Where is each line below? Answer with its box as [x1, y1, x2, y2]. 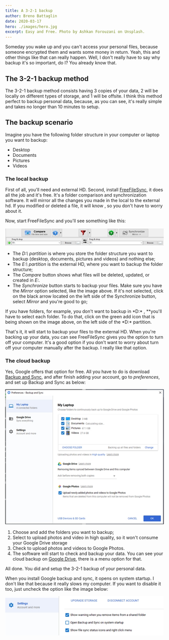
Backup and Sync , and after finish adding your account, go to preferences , [5, 374, 160, 380]
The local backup [5, 175, 49, 182]
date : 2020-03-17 [5, 19, 42, 24]
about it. [5, 208, 23, 214]
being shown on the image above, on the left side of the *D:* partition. [5, 319, 152, 325]
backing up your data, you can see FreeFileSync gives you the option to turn [5, 334, 163, 340]
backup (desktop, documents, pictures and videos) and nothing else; [12, 256, 156, 262]
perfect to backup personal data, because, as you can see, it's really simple [5, 98, 162, 104]
